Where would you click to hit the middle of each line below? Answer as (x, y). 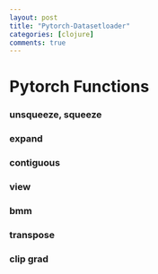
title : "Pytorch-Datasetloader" (70, 26)
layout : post (34, 17)
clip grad (29, 259)
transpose (32, 235)
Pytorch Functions (79, 87)
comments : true (38, 43)
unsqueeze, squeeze (56, 115)
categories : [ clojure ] (52, 34)
